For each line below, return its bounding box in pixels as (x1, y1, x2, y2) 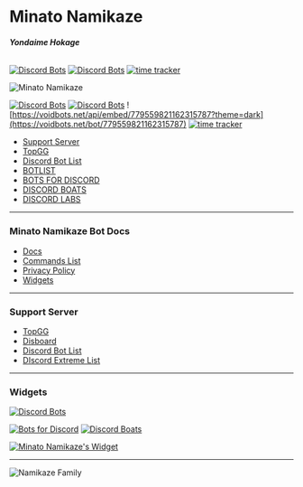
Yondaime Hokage (9, 36, 80, 47)
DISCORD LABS (22, 194, 81, 205)
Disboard (22, 335, 57, 346)
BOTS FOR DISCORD (22, 174, 101, 186)
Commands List (22, 255, 81, 266)
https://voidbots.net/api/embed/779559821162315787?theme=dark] (12, 109, 264, 120)
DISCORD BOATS (22, 184, 87, 195)
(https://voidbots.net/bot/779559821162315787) (9, 119, 187, 130)
